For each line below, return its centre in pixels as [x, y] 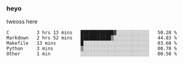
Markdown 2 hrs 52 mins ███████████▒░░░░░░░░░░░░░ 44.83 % [91, 38]
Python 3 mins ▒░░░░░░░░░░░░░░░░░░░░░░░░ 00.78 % [91, 49]
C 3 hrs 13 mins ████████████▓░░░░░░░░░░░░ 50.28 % [91, 33]
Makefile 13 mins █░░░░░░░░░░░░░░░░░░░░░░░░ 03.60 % [91, 44]
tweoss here [22, 22]
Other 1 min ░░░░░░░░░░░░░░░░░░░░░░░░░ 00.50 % [91, 54]
